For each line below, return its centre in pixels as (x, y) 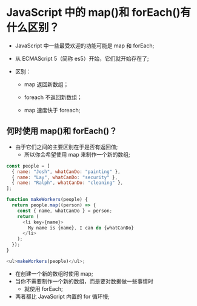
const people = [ (28, 166)
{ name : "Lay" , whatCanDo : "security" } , (65, 177)
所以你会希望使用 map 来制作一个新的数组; (77, 154)
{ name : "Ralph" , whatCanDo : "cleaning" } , (67, 183)
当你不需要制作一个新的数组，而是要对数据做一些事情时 (84, 281)
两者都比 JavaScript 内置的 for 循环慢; (62, 296)
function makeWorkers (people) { (47, 200)
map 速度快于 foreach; (52, 110)
